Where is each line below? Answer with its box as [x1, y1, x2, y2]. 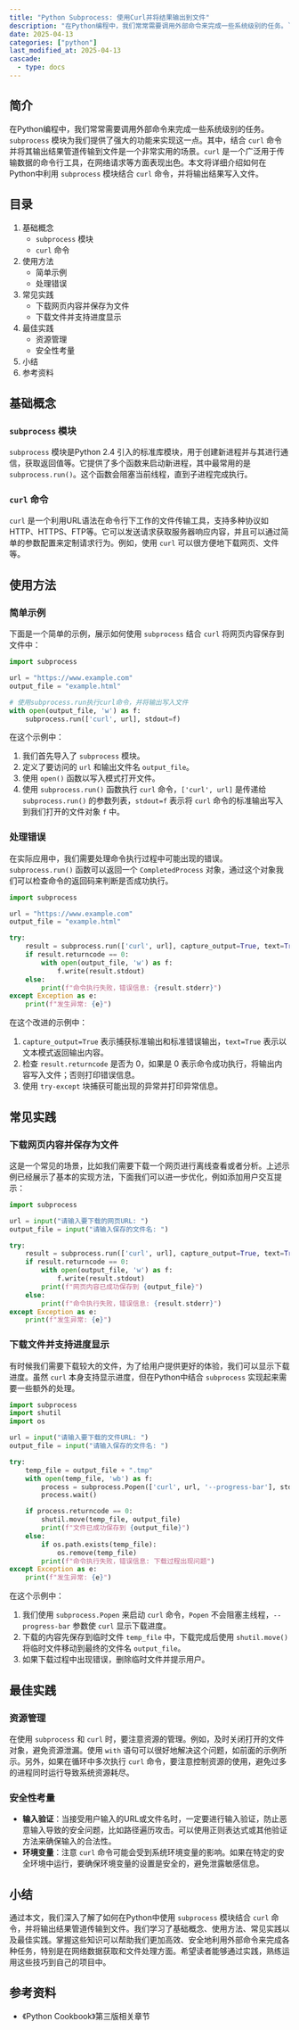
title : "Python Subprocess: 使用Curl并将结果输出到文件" [9, 12, 210, 22]
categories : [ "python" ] [9, 37, 98, 47]
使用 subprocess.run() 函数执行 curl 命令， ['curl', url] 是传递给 [21, 784, 267, 795]
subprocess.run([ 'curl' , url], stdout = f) [25, 715, 181, 724]
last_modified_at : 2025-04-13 [9, 46, 122, 55]
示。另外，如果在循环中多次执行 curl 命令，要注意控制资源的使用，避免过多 [9, 1755, 287, 1767]
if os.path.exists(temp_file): [41, 1540, 158, 1549]
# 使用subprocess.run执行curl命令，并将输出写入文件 [9, 698, 189, 707]
